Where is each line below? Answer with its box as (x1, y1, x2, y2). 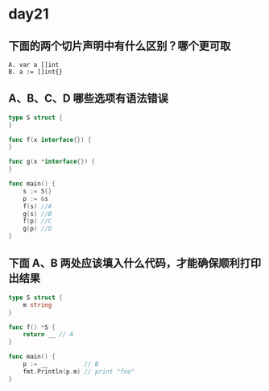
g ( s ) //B (23, 210, 52, 218)
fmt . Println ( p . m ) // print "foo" (23, 368, 135, 376)
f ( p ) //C (23, 217, 52, 226)
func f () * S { (8, 323, 56, 331)
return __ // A (23, 331, 74, 339)
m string (23, 301, 52, 309)
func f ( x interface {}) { (8, 135, 92, 144)
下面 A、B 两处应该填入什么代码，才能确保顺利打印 (8, 256, 262, 270)
